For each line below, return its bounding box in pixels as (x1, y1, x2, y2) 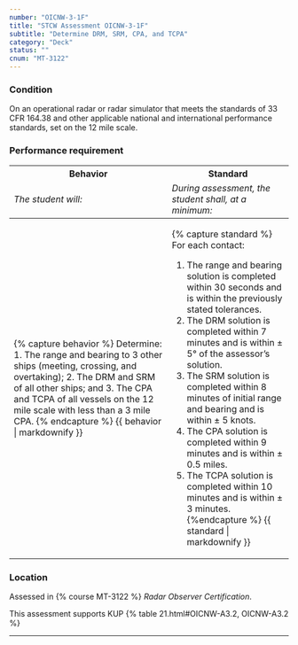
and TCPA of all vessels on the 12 (13, 392, 154, 405)
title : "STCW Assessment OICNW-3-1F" (9, 21, 149, 30)
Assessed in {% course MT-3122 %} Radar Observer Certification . (9, 591, 253, 602)
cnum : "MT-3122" (9, 54, 69, 63)
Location (9, 571, 49, 583)
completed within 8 (186, 380, 268, 392)
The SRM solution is (186, 369, 271, 382)
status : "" (9, 46, 50, 55)
